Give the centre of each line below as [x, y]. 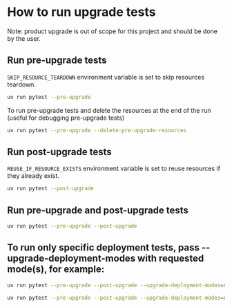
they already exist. [33, 176]
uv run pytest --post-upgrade [51, 189]
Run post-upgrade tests [59, 152]
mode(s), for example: [56, 270]
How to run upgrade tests [81, 12]
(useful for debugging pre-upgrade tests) [66, 118]
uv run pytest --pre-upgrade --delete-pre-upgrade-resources [97, 130]
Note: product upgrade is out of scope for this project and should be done [112, 31]
